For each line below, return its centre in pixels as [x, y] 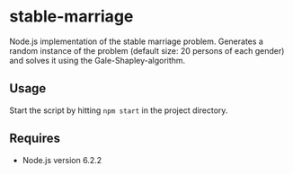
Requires [35, 139]
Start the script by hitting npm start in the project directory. [119, 110]
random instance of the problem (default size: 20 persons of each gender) [147, 50]
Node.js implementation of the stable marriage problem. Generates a [136, 41]
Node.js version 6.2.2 [62, 160]
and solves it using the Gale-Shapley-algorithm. [98, 60]
